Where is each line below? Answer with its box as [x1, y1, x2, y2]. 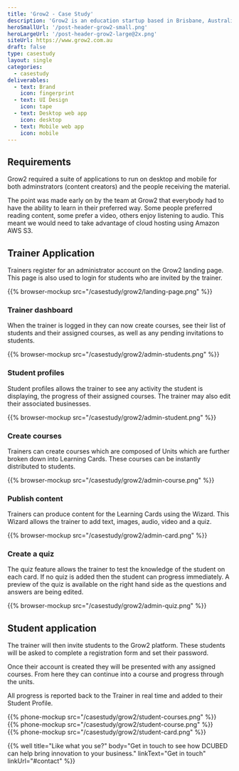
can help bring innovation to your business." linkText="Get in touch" [7, 749, 206, 758]
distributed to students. [7, 462, 76, 471]
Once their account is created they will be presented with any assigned [7, 663, 216, 671]
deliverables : [7, 76, 50, 84]
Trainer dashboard [7, 305, 73, 315]
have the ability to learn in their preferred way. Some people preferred [7, 204, 213, 212]
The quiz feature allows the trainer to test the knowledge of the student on [7, 565, 225, 574]
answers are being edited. [7, 588, 84, 597]
